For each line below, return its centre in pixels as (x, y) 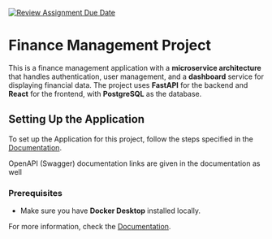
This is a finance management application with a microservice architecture (135, 67)
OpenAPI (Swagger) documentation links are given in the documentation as (134, 163)
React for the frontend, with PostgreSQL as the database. (105, 93)
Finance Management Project (110, 46)
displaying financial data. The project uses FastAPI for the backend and (128, 85)
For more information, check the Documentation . (90, 227)
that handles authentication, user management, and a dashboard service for (136, 76)
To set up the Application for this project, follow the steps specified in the (131, 139)
